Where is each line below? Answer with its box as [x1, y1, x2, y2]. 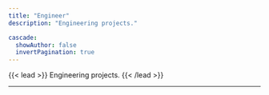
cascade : [8, 34, 38, 42]
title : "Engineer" [8, 11, 70, 20]
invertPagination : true [15, 49, 94, 57]
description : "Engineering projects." [8, 19, 138, 27]
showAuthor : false [15, 41, 78, 49]
